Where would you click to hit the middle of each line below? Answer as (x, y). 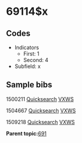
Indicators (27, 47)
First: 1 (31, 54)
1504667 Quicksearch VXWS (41, 110)
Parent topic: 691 (26, 133)
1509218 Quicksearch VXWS (40, 122)
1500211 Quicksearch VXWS (40, 99)
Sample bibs (29, 85)
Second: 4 (36, 60)
